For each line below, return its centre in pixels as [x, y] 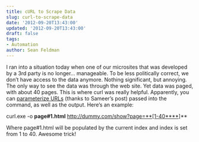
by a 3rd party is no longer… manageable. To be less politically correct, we [97, 73]
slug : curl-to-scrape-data [40, 17]
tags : [13, 39]
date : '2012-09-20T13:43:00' [42, 22]
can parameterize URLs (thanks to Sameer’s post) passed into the [87, 98]
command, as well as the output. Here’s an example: [70, 105]
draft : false [22, 34]
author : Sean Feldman [33, 50]
